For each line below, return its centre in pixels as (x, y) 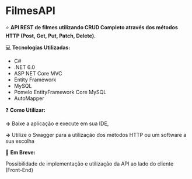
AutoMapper (29, 98)
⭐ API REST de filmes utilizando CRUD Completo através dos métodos (92, 27)
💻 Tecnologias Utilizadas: (38, 47)
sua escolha (20, 141)
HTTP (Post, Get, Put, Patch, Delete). (51, 36)
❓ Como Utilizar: (26, 110)
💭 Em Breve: (20, 152)
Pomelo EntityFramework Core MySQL (60, 92)
